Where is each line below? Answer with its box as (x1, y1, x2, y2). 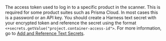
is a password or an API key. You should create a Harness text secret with (5, 15, 157, 20)
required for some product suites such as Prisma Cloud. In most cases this (5, 9, 159, 15)
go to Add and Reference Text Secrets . (5, 31, 85, 36)
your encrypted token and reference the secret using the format (5, 20, 137, 26)
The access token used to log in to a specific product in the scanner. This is (5, 4, 161, 10)
